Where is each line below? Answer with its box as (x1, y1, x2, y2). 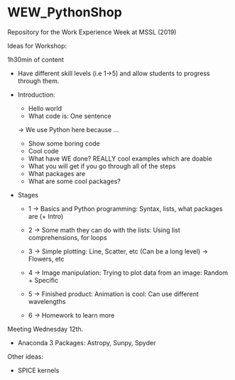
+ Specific (28, 276, 59, 284)
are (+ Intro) (28, 212, 64, 220)
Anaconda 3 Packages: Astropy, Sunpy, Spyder (17, 338, 156, 347)
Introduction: (17, 90, 55, 99)
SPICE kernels (17, 366, 60, 374)
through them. (17, 76, 60, 85)
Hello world (28, 104, 62, 112)
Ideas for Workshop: (7, 41, 67, 50)
